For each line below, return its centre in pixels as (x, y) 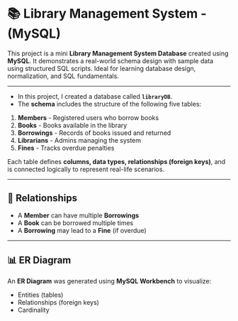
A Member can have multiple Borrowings (78, 215)
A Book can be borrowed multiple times (75, 223)
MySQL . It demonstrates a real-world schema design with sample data (110, 60)
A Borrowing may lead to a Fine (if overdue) (82, 230)
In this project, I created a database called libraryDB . (95, 96)
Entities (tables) (40, 295)
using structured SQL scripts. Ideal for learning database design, (102, 68)
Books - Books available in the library (72, 125)
